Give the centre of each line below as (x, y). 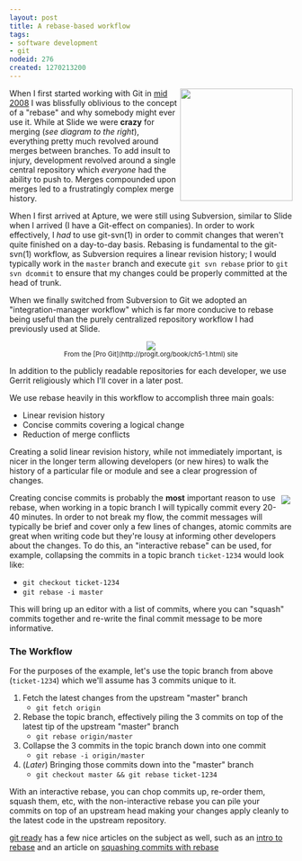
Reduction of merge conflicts (76, 434)
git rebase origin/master (84, 737)
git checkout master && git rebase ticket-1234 (126, 775)
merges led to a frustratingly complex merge (92, 189)
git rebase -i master (62, 592)
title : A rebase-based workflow (70, 26)
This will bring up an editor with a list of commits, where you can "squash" (147, 608)
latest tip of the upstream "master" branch (101, 727)
